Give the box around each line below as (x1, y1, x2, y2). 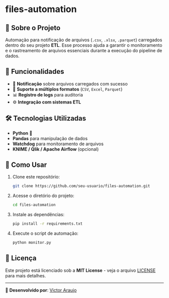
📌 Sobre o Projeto (5, 24, 61, 32)
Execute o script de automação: (12, 230, 79, 237)
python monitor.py (12, 240, 51, 245)
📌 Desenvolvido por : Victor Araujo (5, 287, 77, 293)
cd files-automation (12, 203, 56, 208)
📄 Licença (5, 254, 37, 262)
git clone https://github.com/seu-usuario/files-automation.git (12, 183, 150, 189)
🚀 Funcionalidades (5, 67, 64, 76)
